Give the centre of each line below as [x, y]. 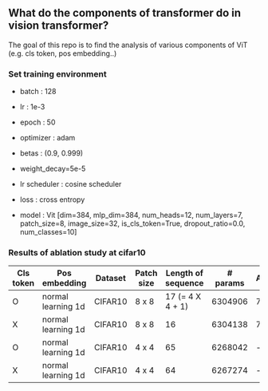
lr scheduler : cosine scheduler [71, 184]
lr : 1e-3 [32, 107]
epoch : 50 [37, 122]
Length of [184, 273]
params [230, 283]
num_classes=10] [48, 232]
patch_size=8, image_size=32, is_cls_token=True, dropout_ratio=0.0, [132, 223]
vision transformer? [59, 26]
